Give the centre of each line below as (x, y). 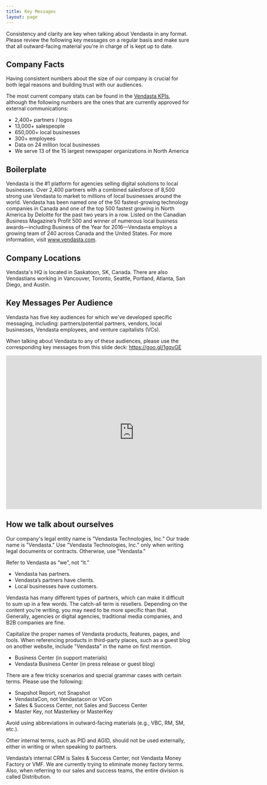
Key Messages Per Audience (59, 303)
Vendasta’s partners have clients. (54, 580)
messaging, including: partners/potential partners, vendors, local (84, 323)
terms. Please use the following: (45, 681)
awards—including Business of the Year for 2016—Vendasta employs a (91, 227)
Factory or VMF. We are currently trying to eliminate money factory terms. (95, 764)
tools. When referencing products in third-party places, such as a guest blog (98, 640)
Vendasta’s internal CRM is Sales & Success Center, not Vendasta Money (94, 758)
